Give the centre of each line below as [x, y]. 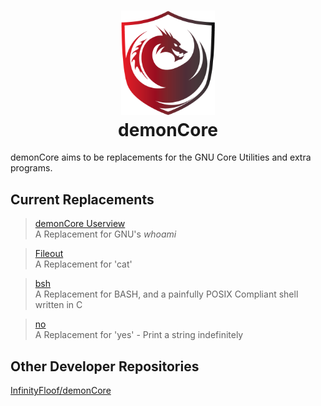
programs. [31, 168]
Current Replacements [82, 199]
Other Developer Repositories [105, 366]
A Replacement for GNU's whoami [105, 234]
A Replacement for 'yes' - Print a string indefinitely [139, 335]
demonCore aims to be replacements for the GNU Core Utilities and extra [161, 157]
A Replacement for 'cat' [83, 264]
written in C [58, 305]
